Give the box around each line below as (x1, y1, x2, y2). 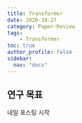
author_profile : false (7, 49, 72, 56)
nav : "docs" (13, 61, 48, 68)
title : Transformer (7, 10, 63, 17)
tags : (7, 29, 23, 37)
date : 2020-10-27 (7, 17, 57, 23)
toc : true (7, 42, 36, 49)
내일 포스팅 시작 (7, 108, 50, 117)
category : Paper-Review (7, 23, 76, 30)
